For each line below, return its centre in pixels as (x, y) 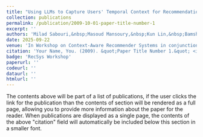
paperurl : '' (23, 62)
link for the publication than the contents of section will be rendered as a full (101, 103)
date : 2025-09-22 (28, 40)
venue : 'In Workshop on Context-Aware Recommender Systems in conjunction (102, 46)
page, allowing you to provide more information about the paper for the (95, 109)
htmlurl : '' (21, 79)
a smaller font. (24, 129)
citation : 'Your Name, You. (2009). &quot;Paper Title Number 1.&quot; (98, 51)
